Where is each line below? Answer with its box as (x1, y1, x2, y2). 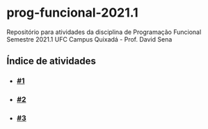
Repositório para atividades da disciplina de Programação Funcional (6, 28, 202, 36)
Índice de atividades (6, 55, 97, 67)
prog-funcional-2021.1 (6, 5, 138, 21)
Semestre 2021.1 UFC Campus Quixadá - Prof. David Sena (6, 35, 173, 43)
